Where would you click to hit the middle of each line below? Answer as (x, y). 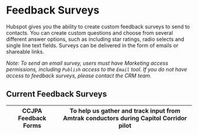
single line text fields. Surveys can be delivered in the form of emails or (92, 45)
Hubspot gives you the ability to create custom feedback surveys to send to (98, 27)
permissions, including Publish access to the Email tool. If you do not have (97, 69)
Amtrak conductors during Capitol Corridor (125, 118)
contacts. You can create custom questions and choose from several (90, 32)
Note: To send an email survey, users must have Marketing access (87, 63)
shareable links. (25, 51)
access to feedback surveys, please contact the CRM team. (79, 75)
